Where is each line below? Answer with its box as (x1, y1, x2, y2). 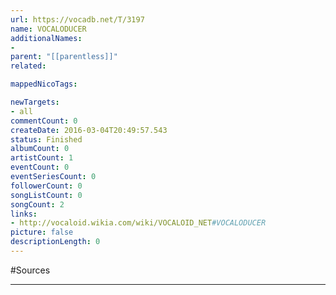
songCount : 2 (10, 199, 65, 210)
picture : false (10, 227, 74, 238)
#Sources (10, 264, 51, 276)
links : (10, 209, 38, 219)
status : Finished (10, 134, 83, 145)
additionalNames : (10, 33, 83, 43)
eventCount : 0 (10, 162, 70, 173)
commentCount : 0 (10, 116, 78, 126)
